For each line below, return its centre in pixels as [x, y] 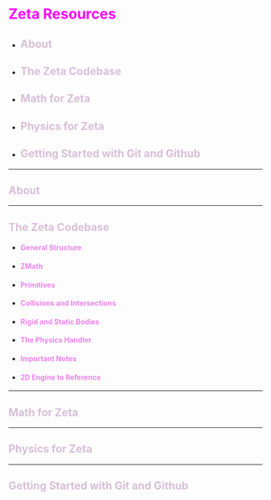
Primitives [38, 284]
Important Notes [48, 358]
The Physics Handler [56, 340]
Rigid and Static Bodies [60, 321]
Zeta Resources [63, 14]
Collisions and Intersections [68, 303]
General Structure [51, 248]
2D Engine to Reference [60, 377]
